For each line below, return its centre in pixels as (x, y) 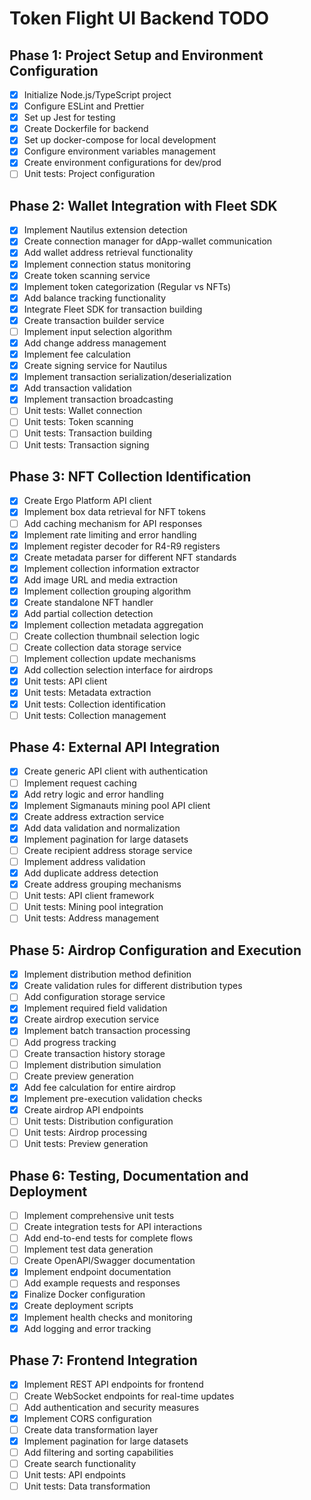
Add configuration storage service (94, 997)
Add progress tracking (70, 1042)
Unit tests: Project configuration (89, 174)
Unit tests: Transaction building (88, 433)
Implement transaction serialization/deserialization (127, 377)
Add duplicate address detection (91, 873)
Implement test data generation (88, 1249)
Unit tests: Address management (91, 918)
